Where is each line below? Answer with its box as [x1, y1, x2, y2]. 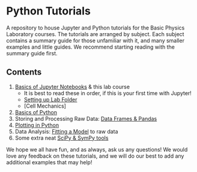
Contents [6, 67, 42, 78]
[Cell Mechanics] [23, 102, 66, 109]
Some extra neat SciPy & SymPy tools [14, 134, 109, 141]
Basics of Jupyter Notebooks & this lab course [14, 83, 130, 90]
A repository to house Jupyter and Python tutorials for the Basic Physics [6, 24, 185, 31]
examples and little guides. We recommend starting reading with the [6, 43, 175, 51]
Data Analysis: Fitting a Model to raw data [14, 127, 118, 135]
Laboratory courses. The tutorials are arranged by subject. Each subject [6, 30, 184, 37]
